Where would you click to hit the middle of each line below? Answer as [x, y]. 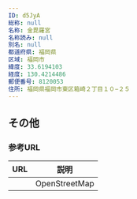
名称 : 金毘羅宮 [30, 30]
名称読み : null [31, 38]
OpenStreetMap [65, 184]
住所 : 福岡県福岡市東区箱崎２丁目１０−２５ [69, 89]
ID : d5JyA [24, 15]
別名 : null [25, 45]
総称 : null [25, 23]
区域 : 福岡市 [26, 60]
